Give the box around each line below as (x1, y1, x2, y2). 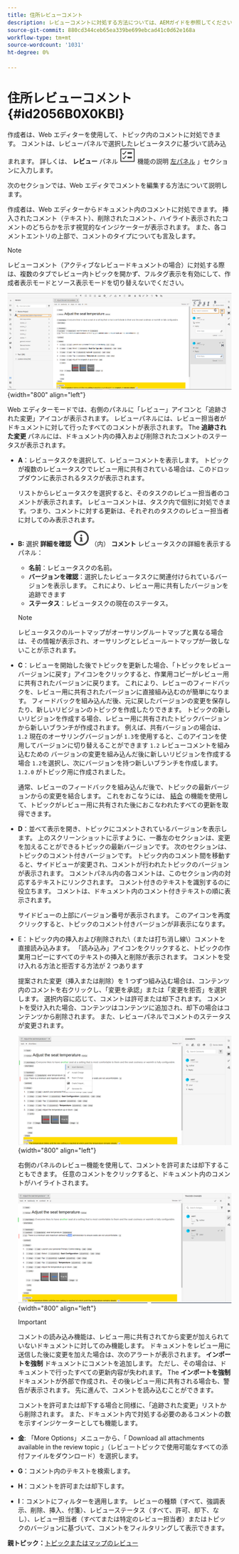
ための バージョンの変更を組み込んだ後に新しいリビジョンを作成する (30, 750, 232, 758)
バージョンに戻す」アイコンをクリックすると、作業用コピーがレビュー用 (17, 670, 230, 679)
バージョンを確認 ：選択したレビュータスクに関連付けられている (28, 573, 216, 581)
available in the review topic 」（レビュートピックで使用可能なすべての (17, 1443, 223, 1452)
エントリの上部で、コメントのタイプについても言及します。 (26, 231, 199, 240)
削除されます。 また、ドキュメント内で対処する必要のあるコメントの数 (23, 1410, 231, 1419)
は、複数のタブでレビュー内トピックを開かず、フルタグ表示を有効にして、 (7, 269, 225, 277)
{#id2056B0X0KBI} (7, 106, 125, 122)
